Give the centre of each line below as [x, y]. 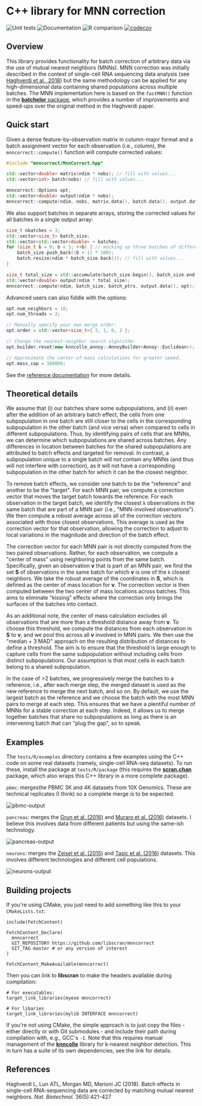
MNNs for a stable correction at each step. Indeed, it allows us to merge [95, 710]
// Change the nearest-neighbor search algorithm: [71, 342]
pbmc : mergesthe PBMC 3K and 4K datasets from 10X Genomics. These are [99, 788]
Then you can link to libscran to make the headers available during [89, 975]
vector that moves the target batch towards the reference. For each [90, 497]
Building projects [39, 890]
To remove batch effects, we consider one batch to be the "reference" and [99, 484]
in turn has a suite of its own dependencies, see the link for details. [89, 1050]
